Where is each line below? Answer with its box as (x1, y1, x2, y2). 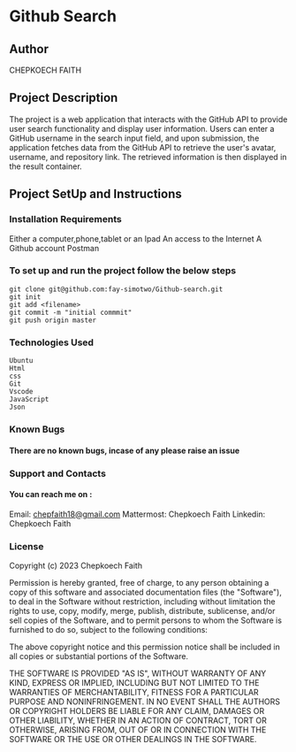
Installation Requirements (9, 213, 122, 226)
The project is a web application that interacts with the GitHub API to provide (9, 113, 288, 125)
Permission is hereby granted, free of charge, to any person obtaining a (9, 578, 269, 588)
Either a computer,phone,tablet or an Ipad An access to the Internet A (9, 233, 262, 244)
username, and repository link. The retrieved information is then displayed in (9, 151, 287, 162)
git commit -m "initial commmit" (9, 308, 133, 317)
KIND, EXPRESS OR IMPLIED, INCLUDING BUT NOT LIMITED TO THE (9, 678, 260, 688)
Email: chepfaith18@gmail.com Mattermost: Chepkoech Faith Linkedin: (9, 509, 266, 519)
